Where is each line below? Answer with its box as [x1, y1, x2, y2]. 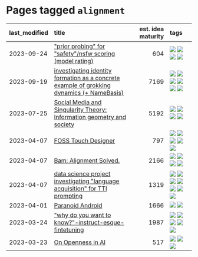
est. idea [139, 25, 164, 33]
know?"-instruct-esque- [54, 218, 125, 226]
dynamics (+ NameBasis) [54, 88, 124, 97]
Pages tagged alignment [6, 4, 126, 17]
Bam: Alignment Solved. [54, 156, 120, 164]
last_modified [9, 28, 48, 37]
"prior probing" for [54, 42, 105, 50]
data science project [54, 169, 111, 177]
